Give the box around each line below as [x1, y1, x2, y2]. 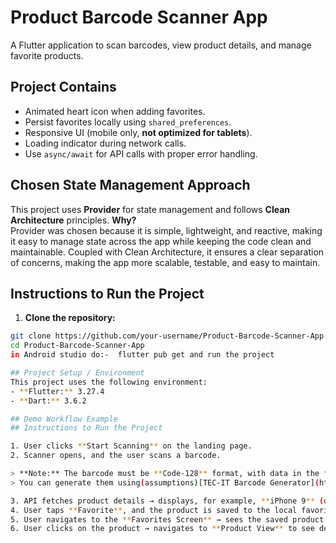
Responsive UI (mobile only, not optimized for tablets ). [24, 126, 253, 138]
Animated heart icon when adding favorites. [24, 105, 206, 117]
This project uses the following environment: [10, 377, 208, 387]
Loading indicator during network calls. [24, 137, 187, 149]
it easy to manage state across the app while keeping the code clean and [10, 235, 312, 247]
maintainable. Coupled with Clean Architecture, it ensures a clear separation [10, 246, 325, 258]
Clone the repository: [24, 312, 116, 324]
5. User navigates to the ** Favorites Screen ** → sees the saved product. [10, 514, 329, 525]
